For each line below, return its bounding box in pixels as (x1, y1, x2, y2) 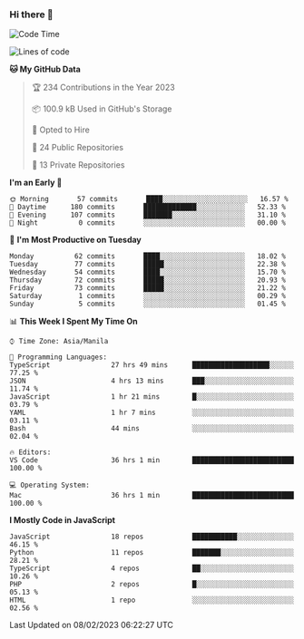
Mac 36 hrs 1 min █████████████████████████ (9, 491, 295, 500)
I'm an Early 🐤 (9, 177, 63, 189)
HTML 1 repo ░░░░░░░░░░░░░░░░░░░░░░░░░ (9, 595, 295, 605)
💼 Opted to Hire (31, 124, 91, 135)
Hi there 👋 (9, 8, 54, 21)
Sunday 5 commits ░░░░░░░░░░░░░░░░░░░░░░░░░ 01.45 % (9, 299, 286, 309)
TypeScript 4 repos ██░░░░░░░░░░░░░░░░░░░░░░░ (9, 564, 295, 574)
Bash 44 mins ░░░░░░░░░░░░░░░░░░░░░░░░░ (9, 424, 295, 433)
